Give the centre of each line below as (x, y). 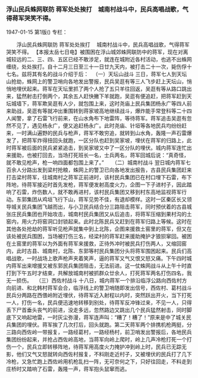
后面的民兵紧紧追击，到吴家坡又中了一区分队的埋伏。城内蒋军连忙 (106, 148)
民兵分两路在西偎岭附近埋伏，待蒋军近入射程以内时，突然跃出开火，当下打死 (99, 295)
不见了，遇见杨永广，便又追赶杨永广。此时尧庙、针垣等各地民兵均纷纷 (96, 126)
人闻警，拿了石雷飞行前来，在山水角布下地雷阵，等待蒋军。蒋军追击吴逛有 (96, 119)
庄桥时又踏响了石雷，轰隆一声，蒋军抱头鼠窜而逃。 (68, 369)
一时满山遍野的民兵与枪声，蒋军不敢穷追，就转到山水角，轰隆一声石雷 (101, 133)
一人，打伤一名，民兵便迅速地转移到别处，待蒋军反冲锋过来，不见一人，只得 (99, 303)
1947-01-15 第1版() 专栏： (37, 32)
